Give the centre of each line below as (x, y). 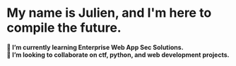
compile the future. (64, 28)
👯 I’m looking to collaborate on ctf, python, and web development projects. (118, 55)
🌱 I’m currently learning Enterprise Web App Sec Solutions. (95, 47)
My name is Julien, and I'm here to (109, 13)
